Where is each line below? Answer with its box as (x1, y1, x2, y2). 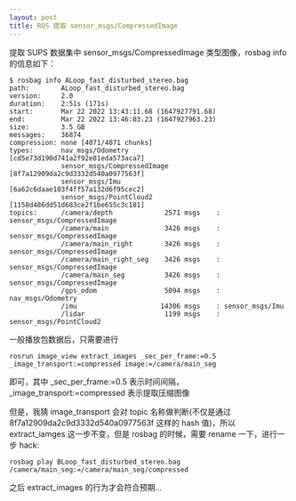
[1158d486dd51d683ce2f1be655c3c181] (9, 200, 145, 209)
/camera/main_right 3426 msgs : (60, 239, 220, 248)
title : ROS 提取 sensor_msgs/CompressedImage (9, 21, 178, 30)
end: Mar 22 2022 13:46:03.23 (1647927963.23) (9, 115, 217, 124)
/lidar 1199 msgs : (60, 309, 220, 319)
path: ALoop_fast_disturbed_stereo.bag (9, 84, 185, 93)
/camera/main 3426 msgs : (60, 223, 220, 232)
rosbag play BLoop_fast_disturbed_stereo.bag (9, 457, 180, 466)
